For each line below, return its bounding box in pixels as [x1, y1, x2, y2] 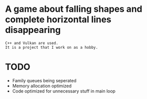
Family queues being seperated [12, 77, 76, 83]
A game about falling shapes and [5, 3, 143, 15]
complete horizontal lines [5, 14, 112, 25]
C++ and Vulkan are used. [5, 40, 58, 45]
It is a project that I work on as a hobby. [5, 45, 98, 50]
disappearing [5, 25, 61, 35]
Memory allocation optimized [12, 83, 72, 89]
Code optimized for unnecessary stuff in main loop [12, 88, 116, 94]
